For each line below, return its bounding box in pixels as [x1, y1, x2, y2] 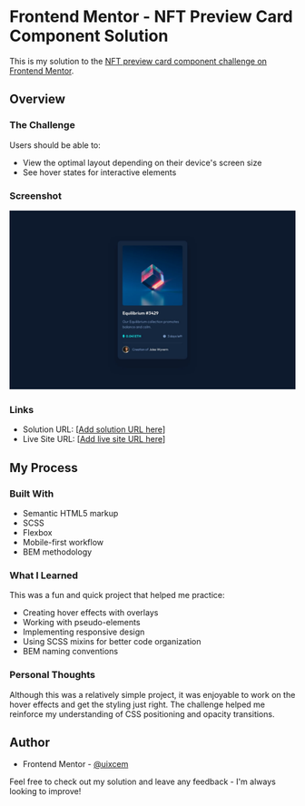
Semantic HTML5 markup [22, 507, 119, 518]
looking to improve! [9, 786, 82, 797]
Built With [9, 487, 54, 500]
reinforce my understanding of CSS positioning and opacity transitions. [9, 708, 275, 719]
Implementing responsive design [22, 626, 145, 637]
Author [9, 734, 50, 750]
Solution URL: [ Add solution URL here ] [22, 424, 166, 435]
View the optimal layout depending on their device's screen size [22, 157, 262, 168]
